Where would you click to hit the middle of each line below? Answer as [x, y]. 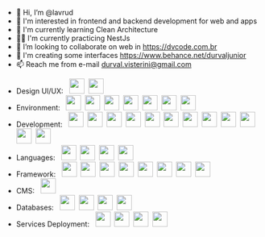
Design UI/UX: [39, 91]
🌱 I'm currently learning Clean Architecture [87, 29]
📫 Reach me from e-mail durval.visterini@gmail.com [104, 64]
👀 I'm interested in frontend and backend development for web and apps [137, 21]
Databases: [35, 207]
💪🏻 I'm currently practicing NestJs [73, 38]
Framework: [36, 174]
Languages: [35, 158]
